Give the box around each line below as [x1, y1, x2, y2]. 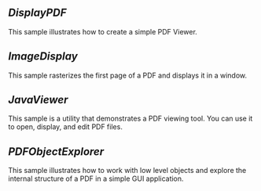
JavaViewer [8, 93, 68, 106]
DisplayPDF [8, 6, 67, 20]
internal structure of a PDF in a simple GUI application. [8, 174, 184, 183]
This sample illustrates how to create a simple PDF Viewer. [8, 27, 198, 36]
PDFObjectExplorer [8, 145, 105, 158]
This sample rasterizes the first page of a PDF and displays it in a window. [8, 70, 248, 80]
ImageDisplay [8, 50, 79, 63]
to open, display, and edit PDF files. [8, 122, 123, 132]
